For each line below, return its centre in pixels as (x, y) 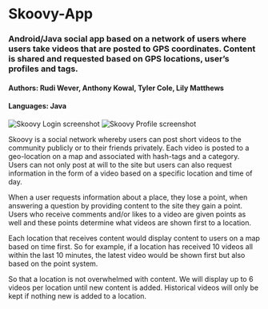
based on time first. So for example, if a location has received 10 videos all (131, 246)
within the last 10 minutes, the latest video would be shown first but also (127, 255)
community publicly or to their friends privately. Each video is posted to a (129, 148)
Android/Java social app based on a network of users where (127, 39)
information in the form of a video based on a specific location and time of (131, 173)
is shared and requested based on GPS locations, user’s (119, 59)
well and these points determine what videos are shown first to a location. (130, 222)
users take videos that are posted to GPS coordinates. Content (132, 49)
